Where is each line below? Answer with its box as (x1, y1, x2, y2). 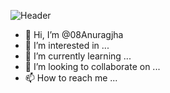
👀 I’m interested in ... (24, 40, 110, 51)
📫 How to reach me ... (24, 72, 118, 84)
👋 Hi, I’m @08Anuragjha (24, 29, 124, 40)
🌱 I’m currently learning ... (24, 50, 132, 62)
